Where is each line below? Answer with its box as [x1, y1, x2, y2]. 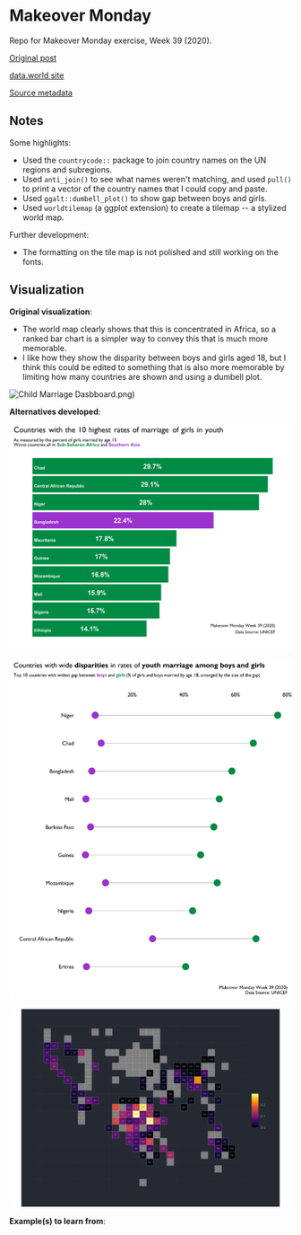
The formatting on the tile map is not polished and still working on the [21, 246, 279, 257]
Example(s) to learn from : [9, 1216, 106, 1227]
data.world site [9, 69, 64, 81]
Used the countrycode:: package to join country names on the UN [21, 154, 267, 165]
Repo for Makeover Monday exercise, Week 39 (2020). [9, 35, 212, 46]
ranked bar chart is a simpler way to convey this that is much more [21, 333, 269, 344]
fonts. [21, 256, 45, 267]
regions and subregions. [21, 163, 113, 175]
